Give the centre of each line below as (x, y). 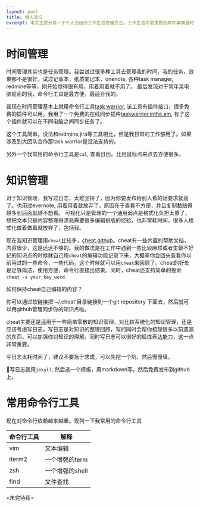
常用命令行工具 (43, 403)
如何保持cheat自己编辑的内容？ (45, 289)
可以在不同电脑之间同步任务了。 (66, 121)
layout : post (22, 12)
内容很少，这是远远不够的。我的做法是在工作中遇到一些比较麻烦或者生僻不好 (100, 248)
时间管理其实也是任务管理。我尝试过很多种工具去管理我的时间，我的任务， (97, 71)
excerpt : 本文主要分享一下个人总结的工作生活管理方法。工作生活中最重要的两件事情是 (98, 23)
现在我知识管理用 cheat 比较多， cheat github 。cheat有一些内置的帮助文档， (98, 240)
